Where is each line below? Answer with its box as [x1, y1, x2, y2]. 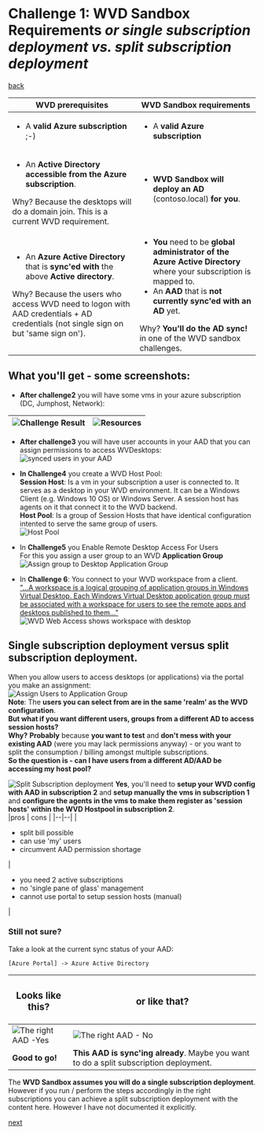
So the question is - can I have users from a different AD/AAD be [8, 755, 222, 765]
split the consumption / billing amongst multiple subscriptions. [8, 747, 210, 757]
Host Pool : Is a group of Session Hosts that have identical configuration [19, 510, 251, 519]
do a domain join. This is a [12, 206, 108, 217]
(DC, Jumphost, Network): [19, 398, 105, 408]
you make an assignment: [8, 681, 92, 690]
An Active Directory [25, 159, 101, 170]
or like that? [136, 995, 189, 1007]
